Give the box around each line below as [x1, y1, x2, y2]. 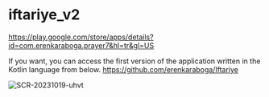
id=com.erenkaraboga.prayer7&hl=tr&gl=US [8, 40, 155, 50]
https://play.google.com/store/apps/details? [8, 32, 155, 42]
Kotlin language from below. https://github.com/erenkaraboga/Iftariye [8, 64, 239, 74]
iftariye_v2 [8, 6, 81, 24]
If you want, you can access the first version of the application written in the [8, 56, 261, 66]
